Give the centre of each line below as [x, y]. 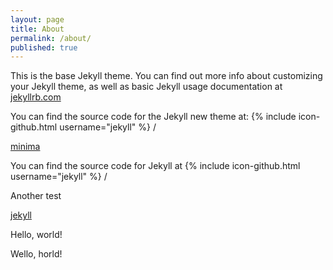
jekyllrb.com [36, 97]
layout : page [37, 19]
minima [25, 147]
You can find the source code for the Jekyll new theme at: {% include [153, 117]
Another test [36, 196]
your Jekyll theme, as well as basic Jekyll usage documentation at [146, 87]
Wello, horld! [36, 254]
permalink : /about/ [51, 38]
